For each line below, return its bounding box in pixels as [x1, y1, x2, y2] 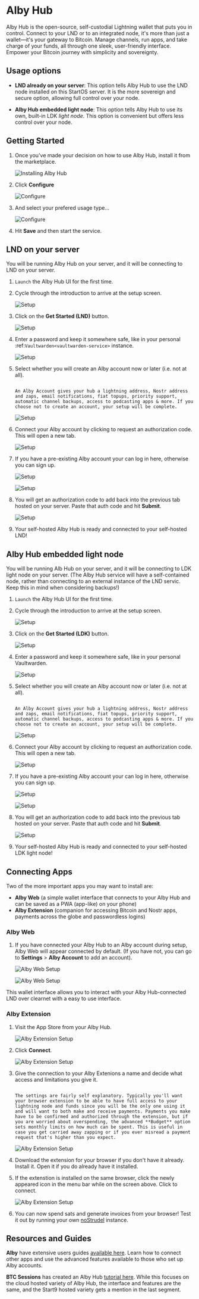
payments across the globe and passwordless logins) [14, 913, 146, 920]
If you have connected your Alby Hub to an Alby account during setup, [14, 942, 188, 949]
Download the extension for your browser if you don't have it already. [14, 1156, 185, 1163]
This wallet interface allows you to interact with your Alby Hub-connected [6, 989, 187, 996]
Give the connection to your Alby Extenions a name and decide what [14, 1070, 182, 1077]
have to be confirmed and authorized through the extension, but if [14, 1113, 188, 1120]
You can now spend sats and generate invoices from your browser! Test [14, 1210, 191, 1217]
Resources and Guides [6, 1233, 91, 1244]
